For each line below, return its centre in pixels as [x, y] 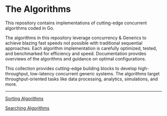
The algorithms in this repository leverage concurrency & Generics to [76, 38]
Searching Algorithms [27, 108]
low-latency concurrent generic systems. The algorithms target [95, 73]
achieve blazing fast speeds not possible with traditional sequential [74, 43]
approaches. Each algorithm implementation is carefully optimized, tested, [81, 48]
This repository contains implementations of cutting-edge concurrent [76, 23]
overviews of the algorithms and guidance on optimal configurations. [76, 58]
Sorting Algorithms [24, 98]
